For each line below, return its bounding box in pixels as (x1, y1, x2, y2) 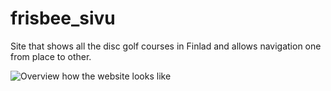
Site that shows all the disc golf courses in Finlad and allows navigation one (10, 40, 322, 52)
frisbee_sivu (10, 7, 116, 30)
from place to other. (10, 50, 92, 62)
